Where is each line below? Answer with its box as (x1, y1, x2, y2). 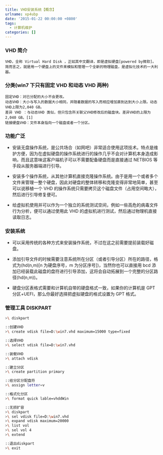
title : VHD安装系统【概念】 (5, 7, 56, 12)
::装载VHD (5, 351, 23, 356)
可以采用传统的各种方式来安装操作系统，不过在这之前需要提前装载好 (12, 240, 150, 246)
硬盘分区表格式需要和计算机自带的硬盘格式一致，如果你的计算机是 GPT (12, 285, 156, 291)
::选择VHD (5, 338, 23, 343)
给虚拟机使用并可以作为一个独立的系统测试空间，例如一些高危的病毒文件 (12, 202, 158, 208)
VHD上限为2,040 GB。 (5, 105, 44, 110)
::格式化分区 (5, 392, 28, 397)
